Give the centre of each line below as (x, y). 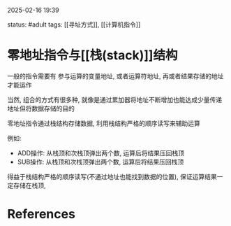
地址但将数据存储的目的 (41, 108)
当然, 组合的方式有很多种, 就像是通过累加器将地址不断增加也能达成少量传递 (114, 99)
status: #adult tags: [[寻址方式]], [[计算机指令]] (74, 24)
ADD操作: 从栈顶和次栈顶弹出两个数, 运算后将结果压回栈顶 (101, 153)
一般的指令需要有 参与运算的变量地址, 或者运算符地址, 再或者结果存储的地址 (115, 76)
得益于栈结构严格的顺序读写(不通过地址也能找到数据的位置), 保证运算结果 (112, 176)
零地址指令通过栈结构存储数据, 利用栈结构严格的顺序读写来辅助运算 (104, 123)
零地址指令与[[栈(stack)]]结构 (92, 56)
